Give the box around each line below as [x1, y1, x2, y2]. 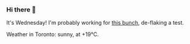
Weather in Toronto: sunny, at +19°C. [6, 31, 99, 38]
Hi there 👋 [6, 5, 37, 14]
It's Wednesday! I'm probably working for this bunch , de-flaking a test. [6, 19, 185, 27]
